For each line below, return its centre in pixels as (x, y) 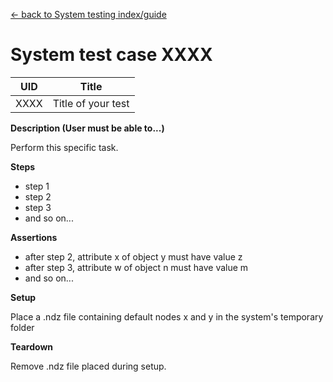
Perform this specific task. (64, 147)
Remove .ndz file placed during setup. (88, 366)
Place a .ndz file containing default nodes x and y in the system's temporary (167, 316)
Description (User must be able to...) (87, 128)
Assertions (34, 237)
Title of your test (91, 103)
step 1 (37, 186)
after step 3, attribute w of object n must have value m (136, 267)
